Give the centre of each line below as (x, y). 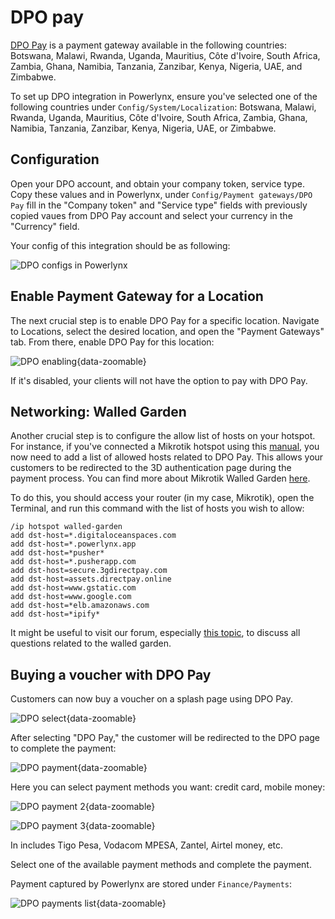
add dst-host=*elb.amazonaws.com (80, 606)
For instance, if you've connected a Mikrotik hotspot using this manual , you (165, 447)
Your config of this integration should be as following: (120, 245)
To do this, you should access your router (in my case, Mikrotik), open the (162, 498)
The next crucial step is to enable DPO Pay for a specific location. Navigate (165, 320)
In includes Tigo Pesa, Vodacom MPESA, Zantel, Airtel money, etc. (147, 845)
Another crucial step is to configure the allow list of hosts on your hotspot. (163, 436)
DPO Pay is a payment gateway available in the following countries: (148, 45)
